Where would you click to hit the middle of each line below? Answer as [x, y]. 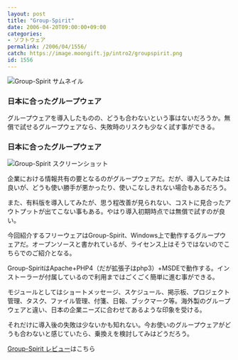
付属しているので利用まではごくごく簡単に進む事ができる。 [131, 277]
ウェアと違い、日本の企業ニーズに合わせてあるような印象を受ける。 [107, 310]
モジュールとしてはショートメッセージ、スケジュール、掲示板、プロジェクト [119, 292]
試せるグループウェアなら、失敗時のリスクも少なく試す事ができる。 [119, 127]
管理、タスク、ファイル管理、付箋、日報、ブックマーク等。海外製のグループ [119, 301]
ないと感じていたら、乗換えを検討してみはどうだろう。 [112, 334]
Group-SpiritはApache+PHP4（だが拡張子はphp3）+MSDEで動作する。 [113, 268]
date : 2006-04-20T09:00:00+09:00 [57, 27]
